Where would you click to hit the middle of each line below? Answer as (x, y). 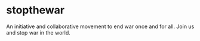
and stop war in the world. (38, 32)
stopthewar (35, 10)
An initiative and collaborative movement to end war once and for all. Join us (100, 26)
